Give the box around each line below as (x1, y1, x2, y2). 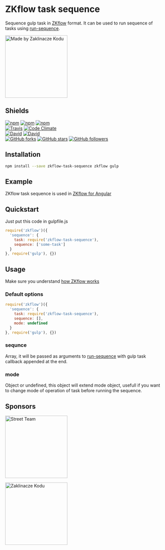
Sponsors (5, 402, 36, 411)
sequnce (5, 342, 27, 349)
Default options (5, 291, 44, 298)
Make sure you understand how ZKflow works (5, 278, 99, 284)
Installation (5, 150, 41, 159)
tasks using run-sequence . (5, 25, 61, 31)
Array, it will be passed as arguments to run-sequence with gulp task (5, 353, 146, 359)
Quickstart (5, 205, 39, 213)
